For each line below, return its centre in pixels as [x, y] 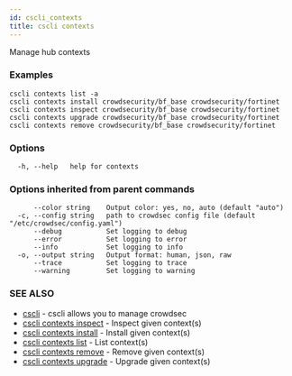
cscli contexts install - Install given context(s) [106, 332]
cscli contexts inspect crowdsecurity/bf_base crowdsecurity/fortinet [145, 109]
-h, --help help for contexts [78, 167]
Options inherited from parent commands [102, 189]
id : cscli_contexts [46, 18]
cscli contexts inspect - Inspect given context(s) [112, 323]
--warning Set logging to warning [114, 271]
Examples [32, 75]
